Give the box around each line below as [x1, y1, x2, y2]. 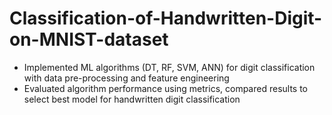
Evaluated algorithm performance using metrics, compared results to [23, 82, 309, 94]
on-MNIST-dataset [9, 28, 169, 51]
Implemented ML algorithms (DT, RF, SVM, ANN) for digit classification [23, 61, 316, 73]
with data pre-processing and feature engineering [23, 72, 230, 84]
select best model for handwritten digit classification [23, 93, 241, 105]
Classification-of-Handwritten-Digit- [9, 7, 323, 30]
